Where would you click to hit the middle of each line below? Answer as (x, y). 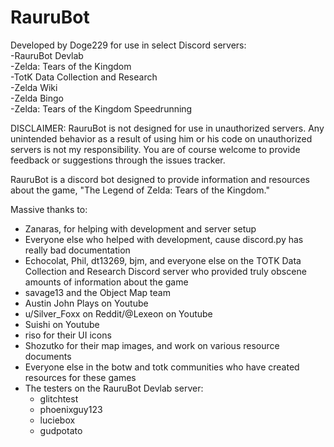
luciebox (57, 420)
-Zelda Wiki (34, 87)
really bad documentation (77, 250)
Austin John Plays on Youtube (86, 303)
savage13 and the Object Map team (97, 292)
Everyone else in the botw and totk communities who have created (162, 367)
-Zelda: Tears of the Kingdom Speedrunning (101, 108)
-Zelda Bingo (37, 98)
